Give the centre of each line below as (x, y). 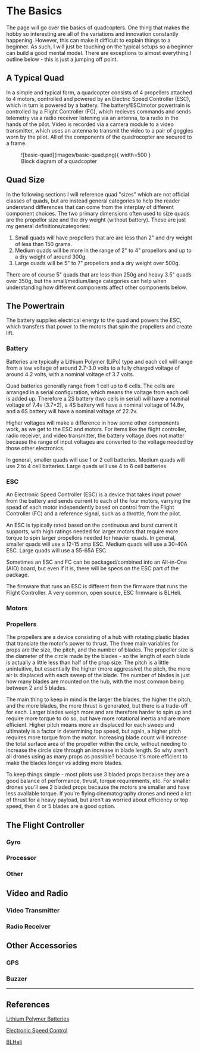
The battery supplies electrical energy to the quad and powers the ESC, (94, 320)
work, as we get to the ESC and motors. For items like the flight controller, (96, 429)
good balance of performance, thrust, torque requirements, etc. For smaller (98, 781)
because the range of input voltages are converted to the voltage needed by (100, 442)
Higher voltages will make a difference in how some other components (93, 423)
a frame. (16, 143)
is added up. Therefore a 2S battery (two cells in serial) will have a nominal (98, 398)
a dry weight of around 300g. (51, 256)
